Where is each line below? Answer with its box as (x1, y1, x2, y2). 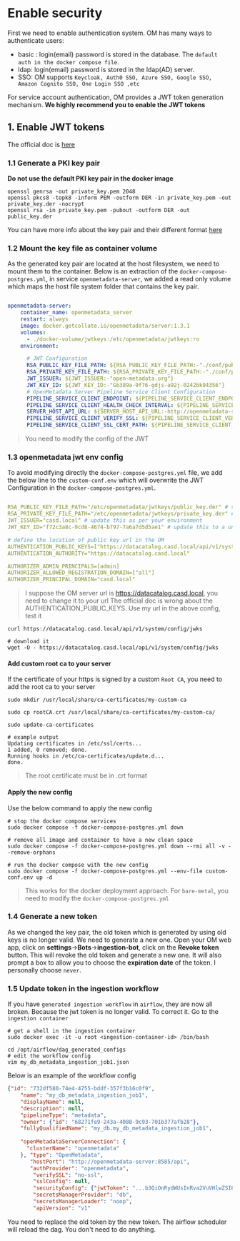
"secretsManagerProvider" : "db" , (33, 1191, 133, 1199)
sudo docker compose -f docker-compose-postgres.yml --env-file (7, 868, 203, 875)
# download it (7, 638, 50, 645)
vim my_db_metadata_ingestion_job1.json (7, 1059, 130, 1066)
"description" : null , (20, 1105, 84, 1112)
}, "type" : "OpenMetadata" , (20, 1151, 104, 1158)
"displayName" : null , (20, 1098, 84, 1105)
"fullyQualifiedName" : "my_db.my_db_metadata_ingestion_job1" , (20, 1125, 213, 1132)
